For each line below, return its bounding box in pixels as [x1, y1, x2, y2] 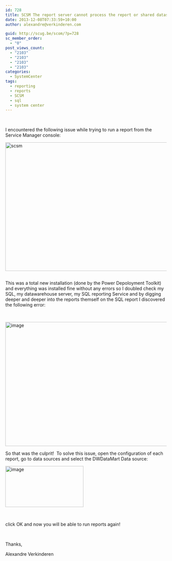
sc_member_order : [5, 36, 42, 41]
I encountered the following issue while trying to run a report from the [5, 127, 152, 133]
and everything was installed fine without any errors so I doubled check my [5, 285, 164, 292]
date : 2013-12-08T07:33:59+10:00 [5, 17, 77, 22]
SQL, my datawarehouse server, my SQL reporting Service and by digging [5, 291, 161, 297]
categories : [5, 69, 31, 74]
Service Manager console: [5, 132, 61, 139]
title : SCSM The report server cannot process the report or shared [5, 12, 155, 17]
